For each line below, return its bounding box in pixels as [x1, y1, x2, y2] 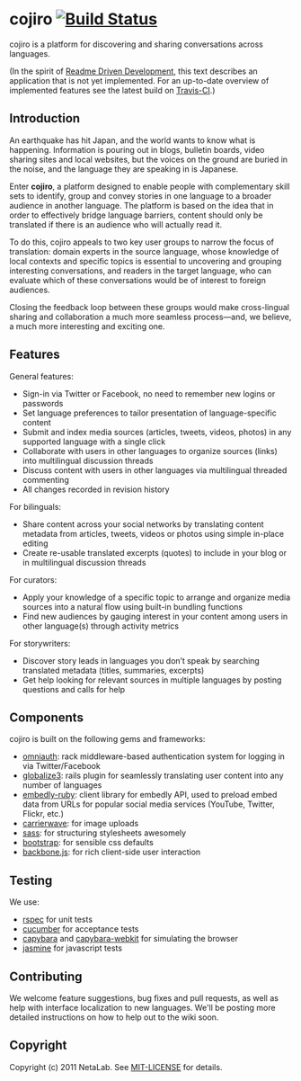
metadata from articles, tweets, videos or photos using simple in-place [22, 528, 285, 539]
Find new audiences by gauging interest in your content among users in [22, 611, 288, 621]
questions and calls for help [22, 683, 126, 694]
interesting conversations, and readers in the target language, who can [9, 265, 272, 276]
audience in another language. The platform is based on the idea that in [9, 200, 274, 210]
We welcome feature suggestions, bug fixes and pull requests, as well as [9, 993, 279, 1003]
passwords [22, 398, 64, 408]
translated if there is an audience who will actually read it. [9, 219, 223, 229]
